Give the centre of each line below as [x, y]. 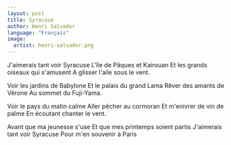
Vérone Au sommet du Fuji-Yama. [54, 93]
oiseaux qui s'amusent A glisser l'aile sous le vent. [79, 72]
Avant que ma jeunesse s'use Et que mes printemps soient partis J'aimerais [114, 127]
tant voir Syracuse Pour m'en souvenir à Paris [72, 134]
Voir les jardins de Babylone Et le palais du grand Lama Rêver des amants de [116, 86]
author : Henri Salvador [41, 26]
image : [17, 39]
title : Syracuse [30, 20]
